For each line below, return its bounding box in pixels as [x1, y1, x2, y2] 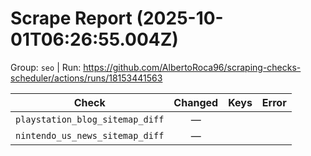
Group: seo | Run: [10, 61, 82, 73]
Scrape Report [10, 7, 133, 30]
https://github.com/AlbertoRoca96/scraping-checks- [83, 61, 302, 73]
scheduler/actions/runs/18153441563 [10, 72, 163, 84]
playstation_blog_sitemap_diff [15, 113, 165, 125]
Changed [173, 95, 219, 109]
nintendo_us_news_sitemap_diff [15, 130, 165, 141]
